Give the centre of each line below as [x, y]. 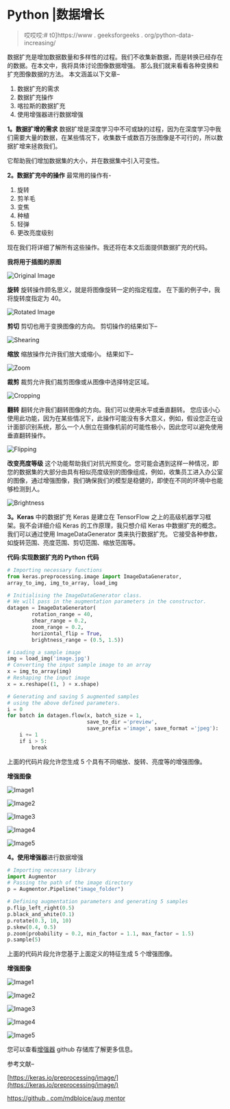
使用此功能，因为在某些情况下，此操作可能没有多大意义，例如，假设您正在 [112, 418]
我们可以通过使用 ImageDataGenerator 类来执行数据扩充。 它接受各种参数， [114, 534]
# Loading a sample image [44, 652]
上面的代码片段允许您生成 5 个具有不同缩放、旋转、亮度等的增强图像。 [107, 761]
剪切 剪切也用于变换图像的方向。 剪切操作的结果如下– [82, 326]
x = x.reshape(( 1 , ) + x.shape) [53, 684]
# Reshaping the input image [49, 678]
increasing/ [40, 43]
